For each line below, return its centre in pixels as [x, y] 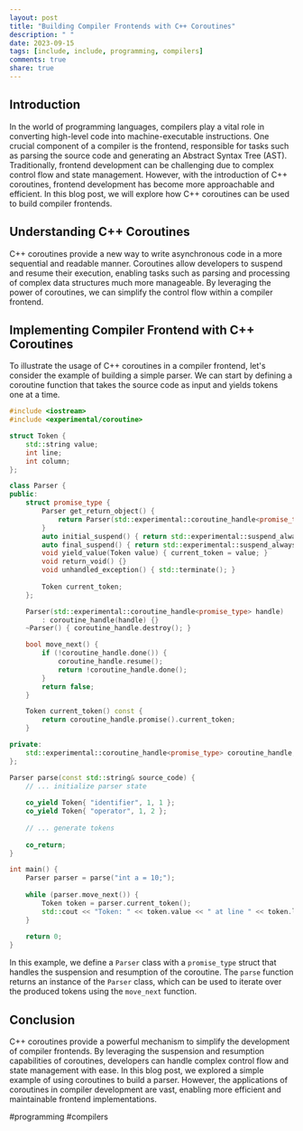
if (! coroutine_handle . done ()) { [105, 653]
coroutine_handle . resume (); [110, 662]
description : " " [42, 34]
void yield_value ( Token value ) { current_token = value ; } [155, 553]
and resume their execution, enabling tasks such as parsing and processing [150, 273]
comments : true [38, 60]
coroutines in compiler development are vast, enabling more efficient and [145, 1089]
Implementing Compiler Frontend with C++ [132, 330]
